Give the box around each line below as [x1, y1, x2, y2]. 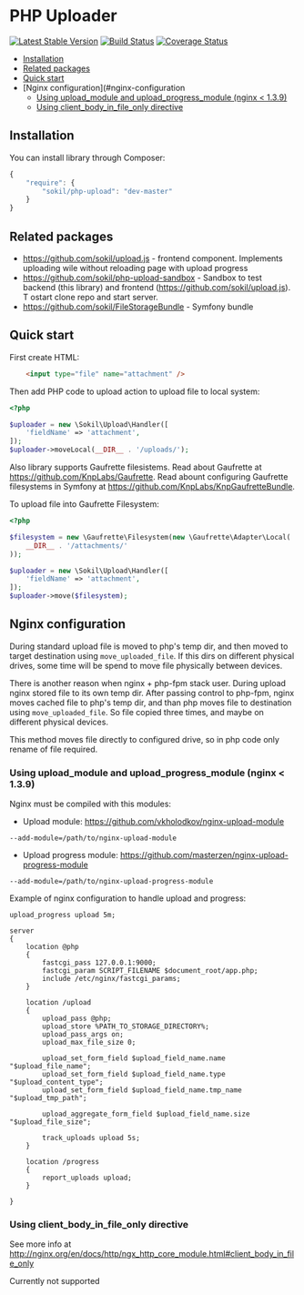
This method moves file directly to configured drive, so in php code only [9, 733, 280, 744]
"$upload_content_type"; [9, 1077, 104, 1088]
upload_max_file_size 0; [42, 1038, 137, 1047]
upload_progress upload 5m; [9, 911, 117, 920]
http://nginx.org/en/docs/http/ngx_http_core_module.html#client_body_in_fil [9, 1249, 294, 1260]
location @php [25, 943, 79, 952]
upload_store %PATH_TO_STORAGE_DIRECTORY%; [42, 1022, 209, 1031]
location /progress [25, 1158, 100, 1167]
